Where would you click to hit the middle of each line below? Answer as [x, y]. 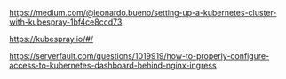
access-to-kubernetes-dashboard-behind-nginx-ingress [113, 65]
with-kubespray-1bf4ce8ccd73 [66, 22]
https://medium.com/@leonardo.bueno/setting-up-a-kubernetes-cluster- [143, 13]
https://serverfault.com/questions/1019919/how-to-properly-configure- [139, 56]
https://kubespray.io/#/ [52, 39]
